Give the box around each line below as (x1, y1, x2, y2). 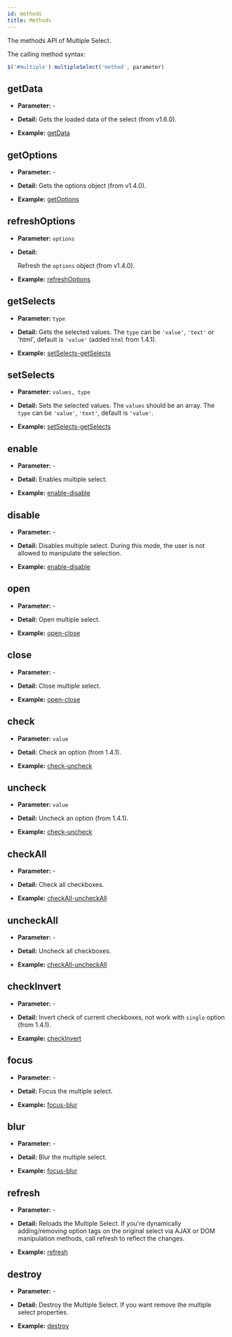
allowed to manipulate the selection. (17, 549, 122, 558)
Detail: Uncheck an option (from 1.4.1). (17, 814, 129, 823)
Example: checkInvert (17, 1034, 82, 1042)
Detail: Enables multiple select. (17, 475, 107, 484)
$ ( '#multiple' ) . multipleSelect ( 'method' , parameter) (7, 63, 165, 70)
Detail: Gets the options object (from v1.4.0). (17, 181, 146, 190)
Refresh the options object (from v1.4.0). (17, 261, 135, 269)
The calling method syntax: (7, 50, 86, 58)
